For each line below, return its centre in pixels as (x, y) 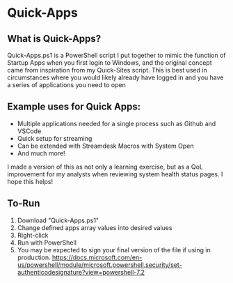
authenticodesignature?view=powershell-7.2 (81, 272)
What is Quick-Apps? (54, 39)
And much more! (41, 153)
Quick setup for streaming (55, 138)
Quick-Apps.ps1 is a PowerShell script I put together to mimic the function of (116, 55)
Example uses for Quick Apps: (74, 107)
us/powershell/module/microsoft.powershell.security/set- (99, 265)
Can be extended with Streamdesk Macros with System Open (105, 146)
